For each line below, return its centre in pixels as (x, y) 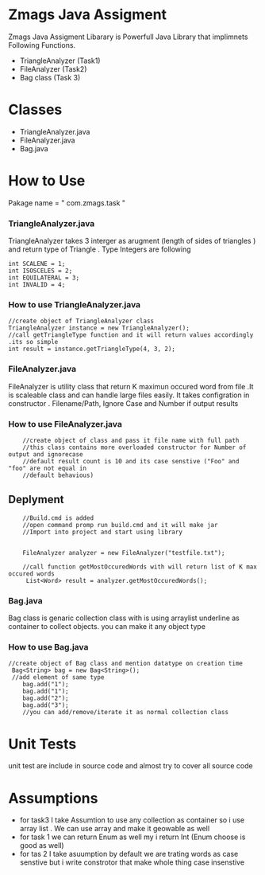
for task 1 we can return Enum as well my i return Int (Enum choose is (132, 837)
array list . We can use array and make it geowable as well (115, 829)
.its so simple (33, 342)
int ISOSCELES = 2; (40, 271)
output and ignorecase (46, 455)
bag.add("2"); (46, 698)
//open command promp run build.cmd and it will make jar (120, 525)
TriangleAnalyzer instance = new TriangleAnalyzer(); (99, 328)
